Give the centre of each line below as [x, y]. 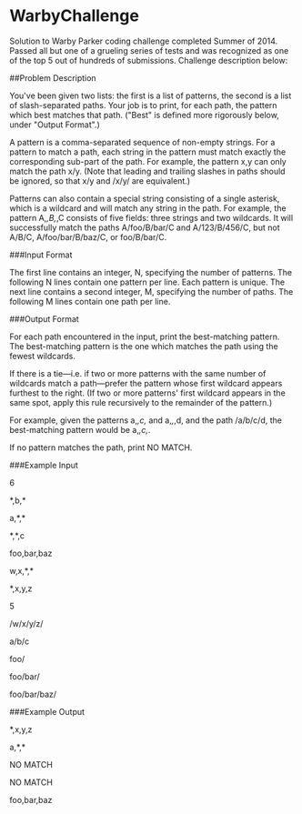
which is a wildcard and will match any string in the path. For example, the [148, 208]
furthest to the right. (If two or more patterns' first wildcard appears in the [148, 393]
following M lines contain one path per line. [90, 301]
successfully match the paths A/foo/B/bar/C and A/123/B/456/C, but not [145, 227]
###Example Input [44, 465]
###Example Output [47, 711]
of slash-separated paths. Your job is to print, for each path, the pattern [143, 105]
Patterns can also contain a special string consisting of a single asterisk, [145, 198]
